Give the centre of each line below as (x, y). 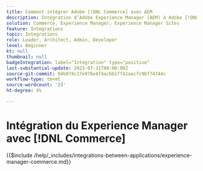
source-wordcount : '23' (36, 85)
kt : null (17, 51)
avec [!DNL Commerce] (66, 139)
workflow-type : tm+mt (34, 79)
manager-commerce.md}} (39, 161)
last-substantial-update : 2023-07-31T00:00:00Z (67, 68)
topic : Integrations (32, 34)
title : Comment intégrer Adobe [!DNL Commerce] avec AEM (79, 12)
